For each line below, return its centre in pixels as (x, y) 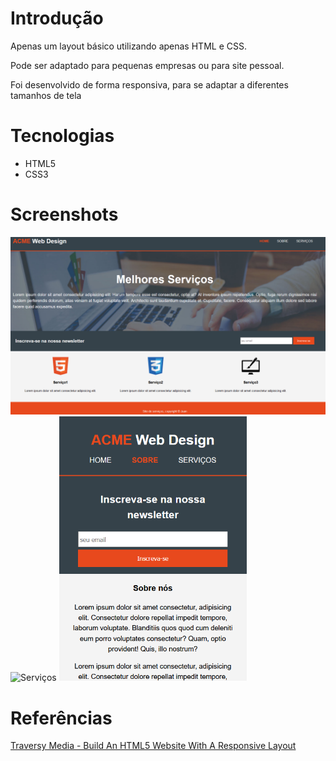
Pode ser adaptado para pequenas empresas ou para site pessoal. (147, 65)
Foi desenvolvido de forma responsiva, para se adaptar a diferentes (149, 84)
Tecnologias (62, 136)
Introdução (57, 18)
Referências (61, 718)
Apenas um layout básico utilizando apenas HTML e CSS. (128, 46)
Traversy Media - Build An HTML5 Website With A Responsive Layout (153, 746)
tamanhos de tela (46, 95)
